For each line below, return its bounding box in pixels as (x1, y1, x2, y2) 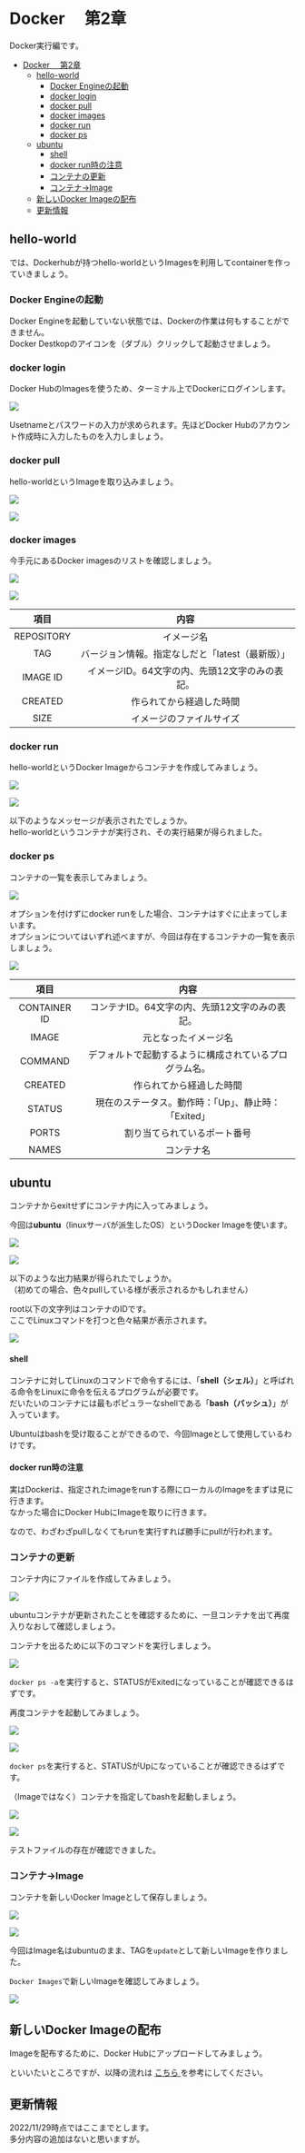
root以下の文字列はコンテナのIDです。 (9, 1304, 152, 1315)
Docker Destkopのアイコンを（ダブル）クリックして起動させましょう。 (9, 338, 275, 350)
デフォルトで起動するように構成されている (87, 1048, 271, 1061)
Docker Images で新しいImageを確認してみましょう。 (9, 1976, 204, 1987)
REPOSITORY (14, 630, 71, 642)
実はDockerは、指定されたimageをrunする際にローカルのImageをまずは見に (9, 1483, 294, 1494)
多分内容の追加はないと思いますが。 (9, 2133, 145, 2144)
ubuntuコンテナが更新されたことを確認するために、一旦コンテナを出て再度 (9, 1610, 290, 1621)
